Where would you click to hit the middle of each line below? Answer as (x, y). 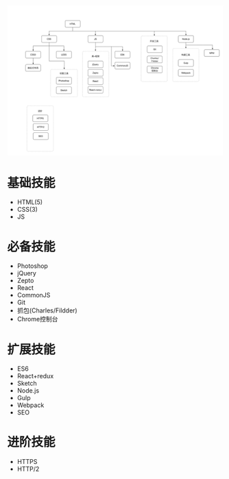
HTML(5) (30, 202)
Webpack (31, 405)
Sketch (27, 383)
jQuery (26, 273)
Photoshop (32, 266)
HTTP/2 (28, 469)
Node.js (28, 391)
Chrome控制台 (37, 319)
